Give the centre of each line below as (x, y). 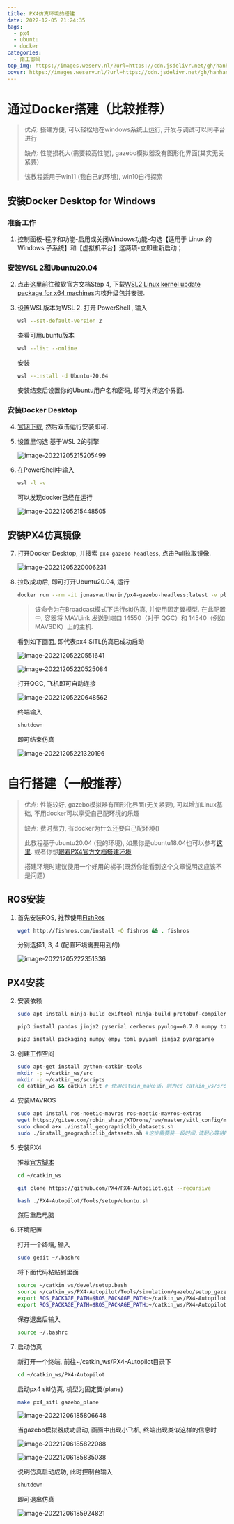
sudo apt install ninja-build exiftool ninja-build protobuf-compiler (122, 1014)
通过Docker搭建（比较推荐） (89, 109)
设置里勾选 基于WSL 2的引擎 (58, 442)
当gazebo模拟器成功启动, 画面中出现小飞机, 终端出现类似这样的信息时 (117, 1430)
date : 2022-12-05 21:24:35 (46, 20)
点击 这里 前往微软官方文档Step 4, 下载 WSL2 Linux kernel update (109, 285)
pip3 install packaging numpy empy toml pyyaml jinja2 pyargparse (116, 1039)
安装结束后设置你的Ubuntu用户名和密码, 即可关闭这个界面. (101, 390)
